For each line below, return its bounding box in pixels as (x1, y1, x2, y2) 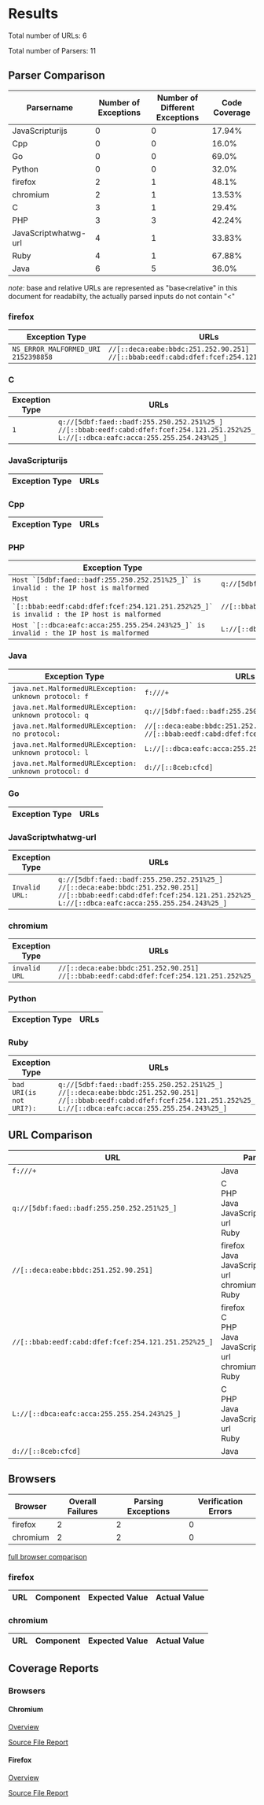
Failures (67, 1505, 98, 1516)
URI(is (12, 1088, 37, 1097)
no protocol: (12, 729, 61, 738)
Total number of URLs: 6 (8, 31, 87, 40)
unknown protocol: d (12, 767, 89, 775)
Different (160, 102, 195, 113)
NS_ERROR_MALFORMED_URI (12, 345, 101, 354)
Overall (68, 1496, 97, 1507)
